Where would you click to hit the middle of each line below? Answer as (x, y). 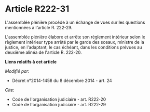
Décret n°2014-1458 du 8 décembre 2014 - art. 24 (62, 80)
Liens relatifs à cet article (31, 62)
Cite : (10, 90)
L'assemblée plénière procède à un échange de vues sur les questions (75, 22)
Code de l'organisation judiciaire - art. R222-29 (59, 104)
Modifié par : (17, 71)
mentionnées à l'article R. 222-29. (39, 27)
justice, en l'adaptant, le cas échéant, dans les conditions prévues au (74, 47)
